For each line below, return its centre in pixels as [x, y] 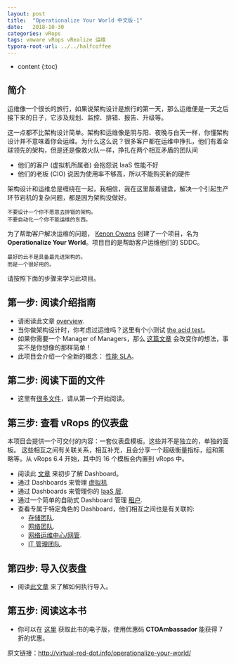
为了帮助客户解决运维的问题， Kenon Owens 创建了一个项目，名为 [103, 234]
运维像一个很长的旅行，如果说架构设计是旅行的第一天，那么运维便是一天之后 [118, 108]
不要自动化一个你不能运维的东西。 [49, 219]
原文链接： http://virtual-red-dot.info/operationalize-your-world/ [99, 653]
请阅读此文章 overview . [51, 321]
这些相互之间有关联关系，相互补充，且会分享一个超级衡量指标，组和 [119, 450]
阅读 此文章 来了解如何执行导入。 [65, 587]
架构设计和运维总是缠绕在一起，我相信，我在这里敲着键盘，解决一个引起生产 [118, 189]
